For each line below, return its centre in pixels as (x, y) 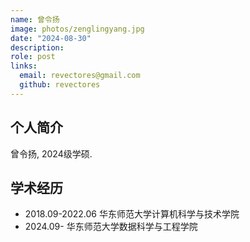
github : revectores (60, 85)
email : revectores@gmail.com (80, 76)
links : (24, 66)
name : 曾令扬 (35, 19)
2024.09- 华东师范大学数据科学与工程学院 (111, 227)
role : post (33, 57)
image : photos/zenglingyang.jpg (77, 29)
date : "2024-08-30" (51, 38)
